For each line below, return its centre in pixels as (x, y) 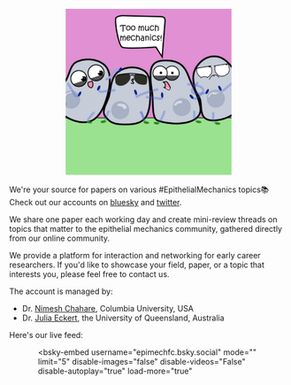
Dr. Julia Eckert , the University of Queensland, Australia (123, 318)
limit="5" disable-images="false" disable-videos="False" (142, 362)
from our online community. (60, 238)
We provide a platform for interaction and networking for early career (135, 255)
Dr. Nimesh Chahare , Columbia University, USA (108, 308)
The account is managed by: (61, 291)
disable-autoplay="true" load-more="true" (115, 371)
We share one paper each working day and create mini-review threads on (143, 219)
